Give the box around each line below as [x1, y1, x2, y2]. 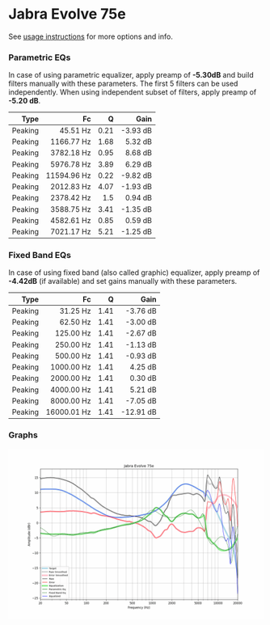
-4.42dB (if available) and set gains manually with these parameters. [8, 277, 238, 286]
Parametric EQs [8, 52, 71, 63]
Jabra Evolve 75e [8, 5, 127, 23]
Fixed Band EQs [8, 249, 71, 260]
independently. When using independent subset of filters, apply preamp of [8, 87, 257, 97]
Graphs [8, 429, 38, 441]
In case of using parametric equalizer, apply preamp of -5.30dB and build [8, 70, 254, 80]
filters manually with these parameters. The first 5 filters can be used [8, 78, 238, 89]
